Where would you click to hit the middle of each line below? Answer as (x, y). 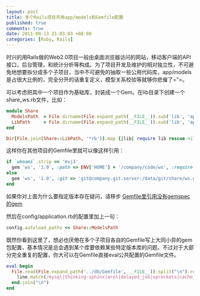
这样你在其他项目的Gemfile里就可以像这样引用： (65, 150)
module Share (22, 111)
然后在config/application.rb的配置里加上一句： (63, 216)
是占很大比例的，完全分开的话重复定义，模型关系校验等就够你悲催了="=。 (97, 79)
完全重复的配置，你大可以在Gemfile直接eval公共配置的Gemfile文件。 (95, 255)
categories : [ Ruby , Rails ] (40, 39)
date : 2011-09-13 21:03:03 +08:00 (49, 34)
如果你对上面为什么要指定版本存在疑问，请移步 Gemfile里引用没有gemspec (98, 196)
